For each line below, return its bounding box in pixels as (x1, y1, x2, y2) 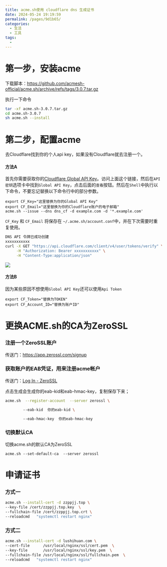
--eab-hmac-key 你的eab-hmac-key (23, 416, 93, 421)
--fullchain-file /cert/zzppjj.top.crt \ (5, 509, 92, 515)
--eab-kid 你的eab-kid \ (23, 407, 76, 412)
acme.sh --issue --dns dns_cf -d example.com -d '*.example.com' (5, 209, 143, 214)
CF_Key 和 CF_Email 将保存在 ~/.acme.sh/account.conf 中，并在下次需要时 (5, 218, 154, 224)
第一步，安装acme (5, 63, 81, 74)
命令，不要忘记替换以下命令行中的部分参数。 (9, 188, 101, 194)
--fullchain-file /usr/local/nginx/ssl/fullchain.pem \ (5, 553, 126, 558)
